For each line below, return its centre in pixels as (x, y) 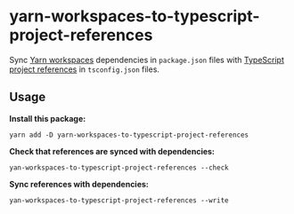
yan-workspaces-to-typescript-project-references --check (119, 167)
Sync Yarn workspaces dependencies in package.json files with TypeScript (147, 59)
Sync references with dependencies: (79, 184)
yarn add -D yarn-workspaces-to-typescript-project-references (129, 135)
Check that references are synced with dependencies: (112, 151)
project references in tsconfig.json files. (85, 69)
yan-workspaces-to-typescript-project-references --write (119, 200)
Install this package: (48, 118)
